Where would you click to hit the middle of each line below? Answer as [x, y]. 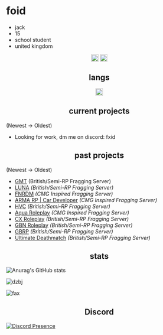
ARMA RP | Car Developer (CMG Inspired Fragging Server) [86, 200]
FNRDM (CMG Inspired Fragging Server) [64, 194]
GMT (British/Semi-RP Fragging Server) [63, 181]
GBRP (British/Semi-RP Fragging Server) [64, 231]
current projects [99, 111]
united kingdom [34, 46]
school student [33, 40]
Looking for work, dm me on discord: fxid [65, 136]
